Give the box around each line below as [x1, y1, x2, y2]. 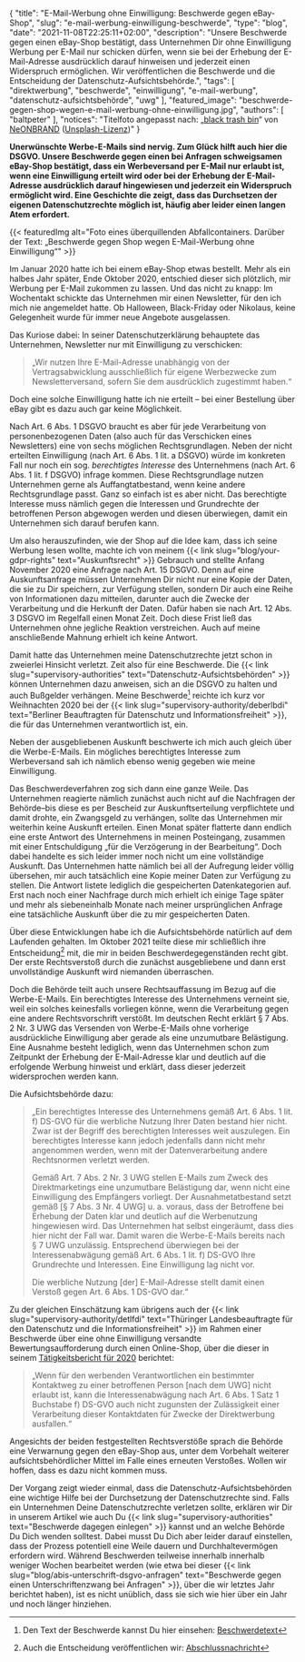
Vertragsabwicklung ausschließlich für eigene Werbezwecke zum [31, 367, 277, 377]
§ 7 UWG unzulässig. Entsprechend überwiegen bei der [31, 1240, 240, 1251]
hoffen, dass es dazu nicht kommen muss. [9, 1465, 168, 1476]
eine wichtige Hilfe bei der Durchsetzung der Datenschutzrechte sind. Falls [9, 1492, 290, 1504]
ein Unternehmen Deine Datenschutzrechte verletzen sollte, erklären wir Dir [9, 1502, 293, 1513]
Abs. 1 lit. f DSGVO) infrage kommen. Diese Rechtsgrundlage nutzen [9, 469, 264, 480]
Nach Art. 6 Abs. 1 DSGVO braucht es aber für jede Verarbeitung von [9, 421, 266, 431]
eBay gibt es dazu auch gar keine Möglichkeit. [9, 404, 182, 414]
